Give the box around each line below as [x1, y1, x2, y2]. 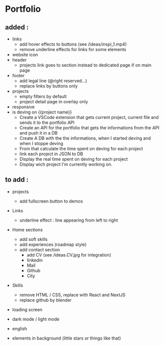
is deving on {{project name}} [12, 109, 72, 115]
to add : [5, 175, 28, 184]
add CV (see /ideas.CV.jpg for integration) [26, 252, 112, 258]
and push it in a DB [19, 130, 58, 136]
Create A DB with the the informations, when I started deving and [19, 135, 151, 141]
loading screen [12, 306, 43, 313]
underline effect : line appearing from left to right [19, 217, 118, 223]
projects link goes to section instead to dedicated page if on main [19, 62, 152, 68]
